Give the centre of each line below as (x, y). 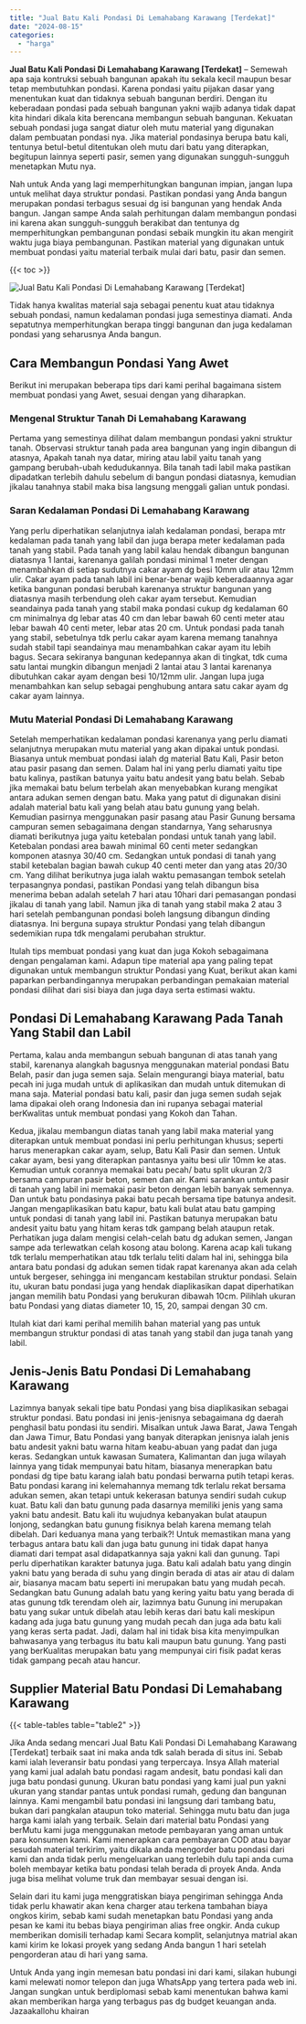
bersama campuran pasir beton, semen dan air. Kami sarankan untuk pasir (149, 1179)
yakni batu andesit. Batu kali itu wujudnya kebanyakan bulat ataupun (138, 1514)
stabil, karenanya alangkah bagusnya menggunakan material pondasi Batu (149, 1065)
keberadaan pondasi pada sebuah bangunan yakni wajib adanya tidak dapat (153, 108)
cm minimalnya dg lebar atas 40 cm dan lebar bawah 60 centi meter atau (147, 618)
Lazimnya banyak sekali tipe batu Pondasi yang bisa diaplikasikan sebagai (149, 1407)
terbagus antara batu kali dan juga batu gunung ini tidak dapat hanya (139, 1543)
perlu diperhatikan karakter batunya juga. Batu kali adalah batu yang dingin (151, 1563)
